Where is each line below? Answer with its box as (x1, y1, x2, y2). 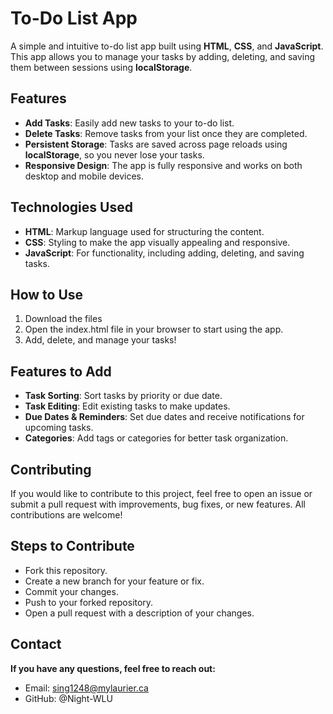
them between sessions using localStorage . (10, 61, 193, 73)
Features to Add (10, 363, 112, 380)
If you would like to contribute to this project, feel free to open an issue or (10, 488, 313, 499)
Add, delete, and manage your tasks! (24, 334, 177, 346)
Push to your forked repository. (24, 596, 154, 608)
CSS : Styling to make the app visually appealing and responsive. (24, 236, 291, 248)
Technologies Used (10, 199, 133, 216)
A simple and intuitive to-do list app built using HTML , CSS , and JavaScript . (10, 40, 324, 52)
